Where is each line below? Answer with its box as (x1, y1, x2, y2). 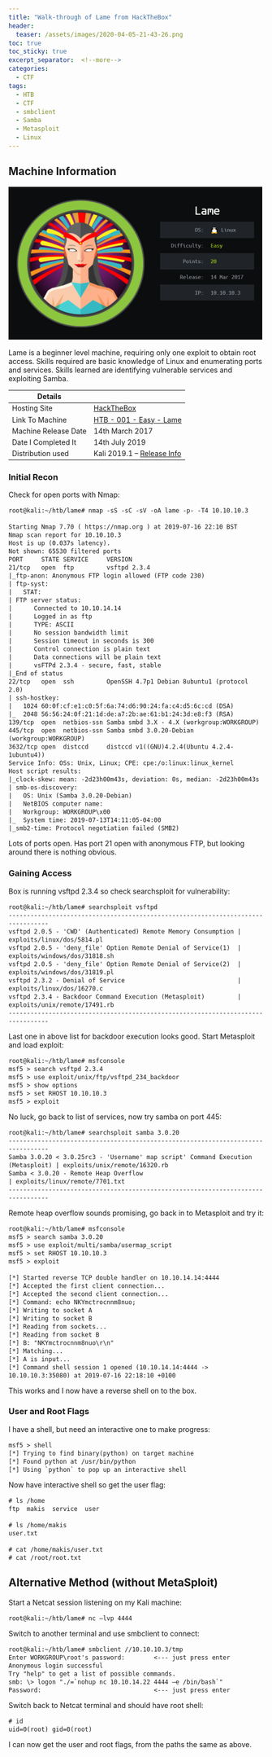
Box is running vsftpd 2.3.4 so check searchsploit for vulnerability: (8, 886, 231, 896)
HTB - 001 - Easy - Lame (93, 415, 183, 424)
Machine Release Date (11, 426, 87, 436)
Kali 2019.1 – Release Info (93, 449, 182, 459)
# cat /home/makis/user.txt (8, 1545, 104, 1553)
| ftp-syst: (8, 580, 49, 588)
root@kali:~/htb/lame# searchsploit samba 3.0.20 (8, 1128, 180, 1136)
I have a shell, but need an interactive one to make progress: (8, 1424, 211, 1434)
